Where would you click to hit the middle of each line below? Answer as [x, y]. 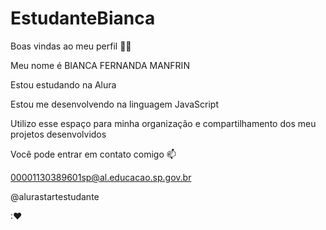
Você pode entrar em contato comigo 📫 [93, 154]
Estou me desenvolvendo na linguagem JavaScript [114, 104]
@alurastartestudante [55, 196]
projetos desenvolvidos [58, 134]
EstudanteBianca [83, 18]
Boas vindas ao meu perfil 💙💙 [71, 46]
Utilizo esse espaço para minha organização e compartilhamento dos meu [163, 123]
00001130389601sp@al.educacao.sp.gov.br [101, 177]
